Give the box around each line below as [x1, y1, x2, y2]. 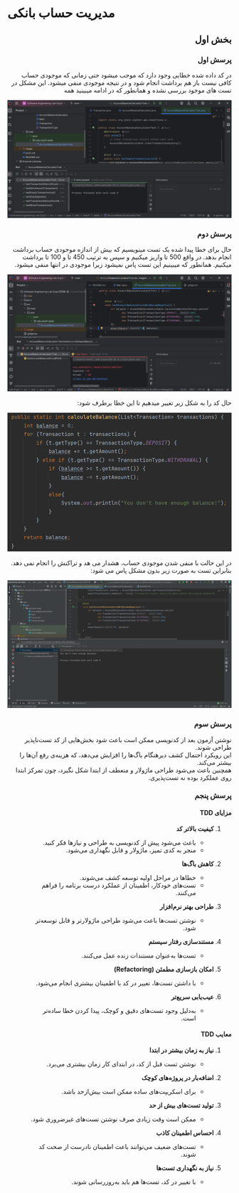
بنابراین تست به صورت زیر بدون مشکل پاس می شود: [90, 566, 232, 574]
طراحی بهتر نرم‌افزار [159, 902, 214, 911]
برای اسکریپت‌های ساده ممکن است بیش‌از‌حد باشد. [61, 1087, 196, 1096]
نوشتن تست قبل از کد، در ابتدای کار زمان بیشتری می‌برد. [46, 1059, 196, 1068]
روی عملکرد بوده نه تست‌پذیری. [148, 773, 232, 782]
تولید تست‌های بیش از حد [149, 1101, 214, 1109]
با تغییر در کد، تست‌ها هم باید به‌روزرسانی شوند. [70, 1177, 196, 1186]
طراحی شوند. [195, 743, 232, 751]
